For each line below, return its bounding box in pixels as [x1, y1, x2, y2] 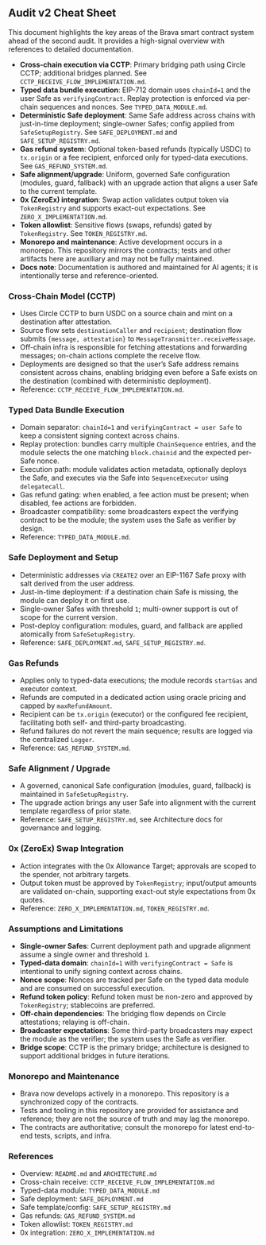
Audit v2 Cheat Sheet [8, 6, 117, 20]
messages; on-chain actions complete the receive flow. [19, 351, 201, 361]
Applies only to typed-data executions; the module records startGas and [19, 675, 258, 685]
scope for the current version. [19, 612, 118, 622]
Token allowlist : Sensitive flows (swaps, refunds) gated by [19, 220, 213, 230]
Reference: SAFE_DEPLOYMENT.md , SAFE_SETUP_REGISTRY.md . [19, 637, 206, 647]
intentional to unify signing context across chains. [19, 966, 183, 976]
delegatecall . [19, 481, 65, 491]
